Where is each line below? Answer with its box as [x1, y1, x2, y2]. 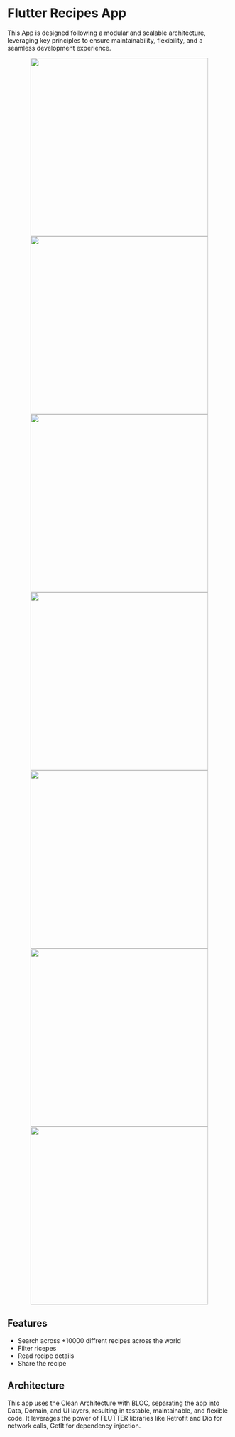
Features [7, 1317, 48, 1329]
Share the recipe [17, 1359, 67, 1367]
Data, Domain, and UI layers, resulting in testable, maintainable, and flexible [7, 1406, 229, 1415]
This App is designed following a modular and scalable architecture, [7, 28, 206, 37]
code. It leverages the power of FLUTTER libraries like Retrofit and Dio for [7, 1413, 222, 1422]
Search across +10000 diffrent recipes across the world [17, 1336, 181, 1344]
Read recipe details [17, 1352, 75, 1360]
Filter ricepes [17, 1344, 57, 1352]
